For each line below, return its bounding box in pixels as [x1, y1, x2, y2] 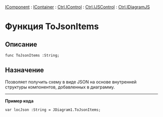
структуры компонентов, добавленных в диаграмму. [5, 84, 115, 90]
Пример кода [5, 98, 34, 103]
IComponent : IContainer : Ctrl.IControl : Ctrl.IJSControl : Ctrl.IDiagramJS [5, 4, 150, 10]
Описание [5, 40, 37, 48]
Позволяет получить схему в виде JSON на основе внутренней [5, 79, 137, 85]
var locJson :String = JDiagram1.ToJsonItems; [5, 107, 101, 112]
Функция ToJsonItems [5, 21, 99, 32]
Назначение [5, 66, 44, 74]
